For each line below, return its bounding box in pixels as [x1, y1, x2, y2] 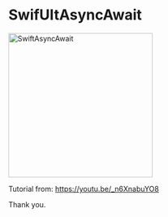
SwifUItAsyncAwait [8, 6, 142, 24]
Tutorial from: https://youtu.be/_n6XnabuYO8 [8, 184, 160, 193]
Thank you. [8, 199, 46, 209]
